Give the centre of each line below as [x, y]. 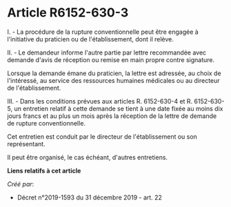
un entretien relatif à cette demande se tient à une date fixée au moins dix [118, 108]
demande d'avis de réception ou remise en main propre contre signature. [111, 59]
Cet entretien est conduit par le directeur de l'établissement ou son [102, 137]
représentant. [27, 144]
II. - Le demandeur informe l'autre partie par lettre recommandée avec [107, 52]
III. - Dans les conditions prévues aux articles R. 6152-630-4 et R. [100, 101]
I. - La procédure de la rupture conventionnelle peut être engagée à [103, 32]
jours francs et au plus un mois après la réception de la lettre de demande [112, 116]
